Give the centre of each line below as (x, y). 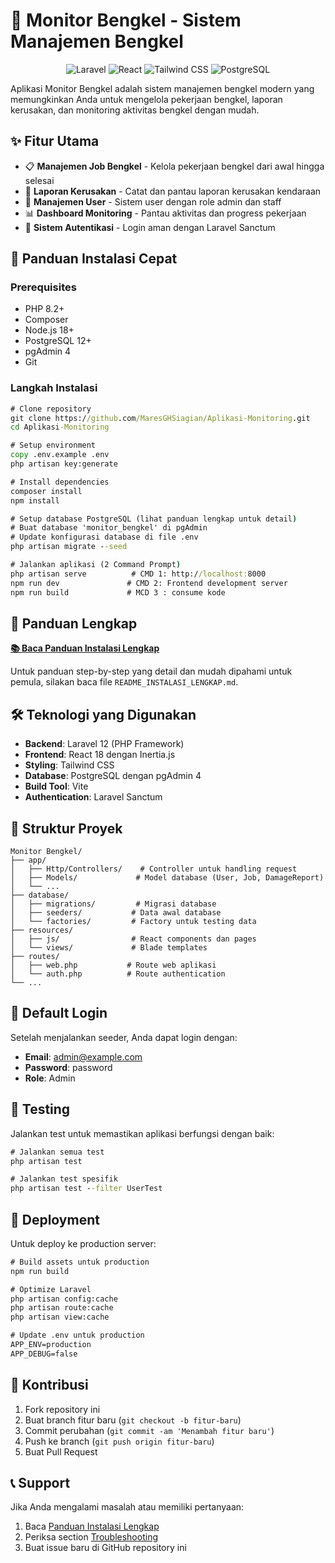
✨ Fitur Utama (55, 141)
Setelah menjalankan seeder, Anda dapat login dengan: (124, 1037)
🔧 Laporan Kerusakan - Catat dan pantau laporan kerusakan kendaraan (173, 191)
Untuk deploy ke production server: (83, 1243)
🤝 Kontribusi (49, 1385)
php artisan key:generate (64, 464)
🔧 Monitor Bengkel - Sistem (126, 20)
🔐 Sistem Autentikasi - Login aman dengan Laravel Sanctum (150, 227)
